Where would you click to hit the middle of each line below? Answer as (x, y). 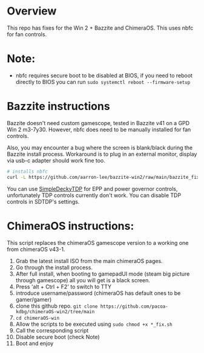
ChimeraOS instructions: (71, 226)
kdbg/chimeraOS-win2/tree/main (55, 312)
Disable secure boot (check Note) (58, 337)
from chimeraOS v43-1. (36, 249)
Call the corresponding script (52, 330)
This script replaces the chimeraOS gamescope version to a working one (98, 242)
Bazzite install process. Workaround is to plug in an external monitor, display (102, 154)
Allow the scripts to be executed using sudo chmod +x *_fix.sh (94, 324)
